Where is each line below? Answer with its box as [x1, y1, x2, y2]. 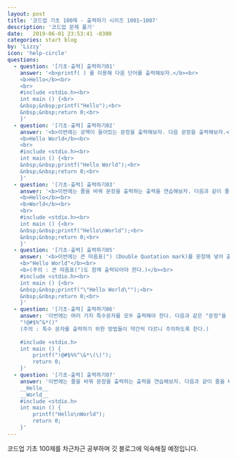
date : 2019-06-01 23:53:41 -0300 [7, 30, 112, 37]
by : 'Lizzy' [7, 43, 42, 50]
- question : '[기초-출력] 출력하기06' [13, 306, 116, 313]
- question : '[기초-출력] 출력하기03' [13, 181, 116, 188]
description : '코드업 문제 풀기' [7, 23, 95, 30]
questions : [7, 56, 39, 64]
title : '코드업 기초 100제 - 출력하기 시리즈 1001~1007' [7, 17, 159, 24]
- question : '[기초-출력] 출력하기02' [13, 121, 116, 129]
